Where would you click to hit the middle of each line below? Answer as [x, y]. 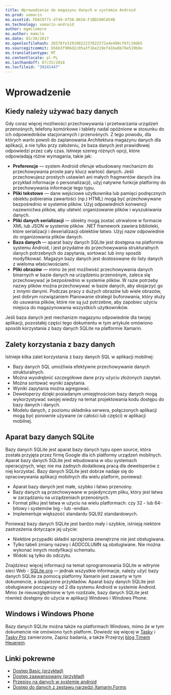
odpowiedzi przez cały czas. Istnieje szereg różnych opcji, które [73, 151]
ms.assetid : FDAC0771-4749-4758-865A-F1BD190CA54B [60, 19]
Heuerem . [16, 642]
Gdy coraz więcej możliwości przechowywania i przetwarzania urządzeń [82, 124]
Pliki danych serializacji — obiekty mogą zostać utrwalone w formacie [87, 221]
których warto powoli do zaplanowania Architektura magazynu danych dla [83, 140]
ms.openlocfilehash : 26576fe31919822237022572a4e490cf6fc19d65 [74, 44]
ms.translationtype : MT [31, 53]
